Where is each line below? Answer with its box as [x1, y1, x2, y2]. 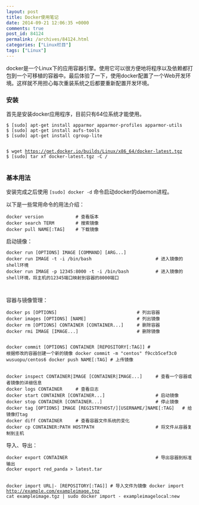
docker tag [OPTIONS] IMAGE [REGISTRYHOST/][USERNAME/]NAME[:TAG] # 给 [6, 406, 192, 412]
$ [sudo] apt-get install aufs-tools [6, 127, 100, 134]
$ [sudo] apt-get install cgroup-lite [6, 133, 102, 139]
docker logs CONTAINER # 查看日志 [6, 386, 99, 392]
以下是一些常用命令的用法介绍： [6, 201, 85, 208]
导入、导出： [6, 442, 38, 449]
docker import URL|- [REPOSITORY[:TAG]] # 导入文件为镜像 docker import [6, 483, 184, 489]
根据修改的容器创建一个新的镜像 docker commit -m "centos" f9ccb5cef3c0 [6, 351, 177, 357]
